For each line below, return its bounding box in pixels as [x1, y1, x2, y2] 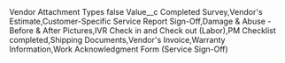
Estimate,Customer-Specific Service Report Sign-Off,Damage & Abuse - [9, 16, 272, 26]
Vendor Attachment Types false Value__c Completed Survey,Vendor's [9, 7, 263, 17]
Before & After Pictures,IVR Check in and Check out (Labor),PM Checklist [9, 25, 276, 36]
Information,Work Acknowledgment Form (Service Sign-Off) [9, 44, 228, 54]
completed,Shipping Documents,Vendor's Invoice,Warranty [9, 35, 226, 45]
